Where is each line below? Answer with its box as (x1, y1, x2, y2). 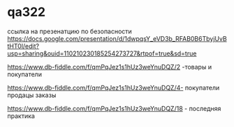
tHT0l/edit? (7, 42, 40, 50)
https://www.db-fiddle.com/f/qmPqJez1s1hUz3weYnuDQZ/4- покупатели (7, 83, 220, 92)
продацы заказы (7, 91, 57, 99)
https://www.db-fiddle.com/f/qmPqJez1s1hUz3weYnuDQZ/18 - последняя (7, 104, 221, 112)
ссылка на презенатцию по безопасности (7, 27, 133, 35)
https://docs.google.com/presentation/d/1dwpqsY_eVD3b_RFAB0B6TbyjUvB (7, 34, 227, 42)
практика (7, 112, 35, 120)
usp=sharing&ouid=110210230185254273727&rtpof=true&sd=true (7, 49, 197, 58)
